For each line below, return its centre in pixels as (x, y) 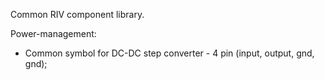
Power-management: (53, 33)
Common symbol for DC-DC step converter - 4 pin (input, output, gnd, (169, 53)
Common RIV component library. (77, 14)
